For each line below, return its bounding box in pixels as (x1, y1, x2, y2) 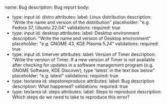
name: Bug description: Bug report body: (5, 5, 90, 10)
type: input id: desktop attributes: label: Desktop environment (12, 30, 140, 36)
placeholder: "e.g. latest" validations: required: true (12, 73, 119, 78)
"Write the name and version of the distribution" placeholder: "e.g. (12, 20, 150, 25)
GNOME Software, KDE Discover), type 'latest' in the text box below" (12, 67, 155, 73)
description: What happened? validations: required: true (12, 83, 128, 89)
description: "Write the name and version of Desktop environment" (12, 35, 151, 41)
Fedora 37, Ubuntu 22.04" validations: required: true (12, 25, 121, 31)
